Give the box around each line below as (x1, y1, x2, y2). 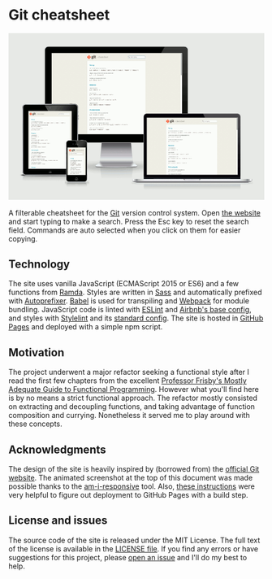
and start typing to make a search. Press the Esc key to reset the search (8, 216, 249, 226)
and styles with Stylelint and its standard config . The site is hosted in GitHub (8, 313, 264, 323)
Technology (8, 257, 71, 271)
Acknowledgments (8, 442, 107, 456)
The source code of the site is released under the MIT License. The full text (8, 535, 261, 545)
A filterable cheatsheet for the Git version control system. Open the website (8, 207, 261, 217)
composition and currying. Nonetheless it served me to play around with (8, 411, 250, 420)
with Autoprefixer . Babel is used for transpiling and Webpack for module (8, 296, 250, 306)
